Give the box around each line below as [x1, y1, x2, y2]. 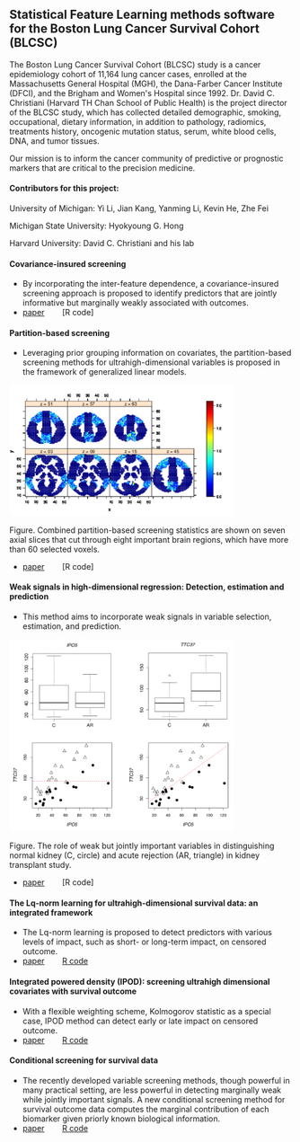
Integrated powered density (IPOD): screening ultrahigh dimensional [9, 976, 270, 987]
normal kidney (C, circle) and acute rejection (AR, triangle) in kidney [9, 850, 260, 861]
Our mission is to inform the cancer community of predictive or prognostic [9, 153, 284, 164]
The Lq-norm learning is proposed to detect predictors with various [22, 927, 272, 938]
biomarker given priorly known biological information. [22, 1113, 221, 1124]
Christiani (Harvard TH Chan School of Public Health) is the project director [9, 97, 287, 108]
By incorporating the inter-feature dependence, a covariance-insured [22, 279, 279, 289]
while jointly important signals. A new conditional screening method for [22, 1093, 286, 1104]
